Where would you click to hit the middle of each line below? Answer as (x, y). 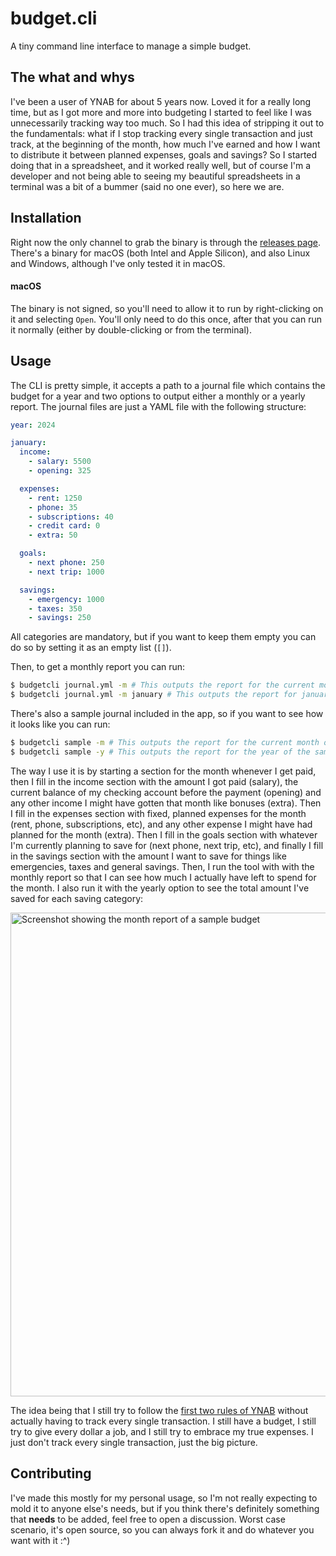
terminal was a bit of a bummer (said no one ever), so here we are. (147, 186)
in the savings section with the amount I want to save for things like (148, 856)
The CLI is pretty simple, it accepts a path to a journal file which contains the (168, 385)
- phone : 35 (53, 507)
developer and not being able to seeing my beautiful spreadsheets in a (155, 176)
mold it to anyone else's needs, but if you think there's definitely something (165, 1508)
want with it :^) (40, 1540)
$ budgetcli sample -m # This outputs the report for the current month (165, 743)
